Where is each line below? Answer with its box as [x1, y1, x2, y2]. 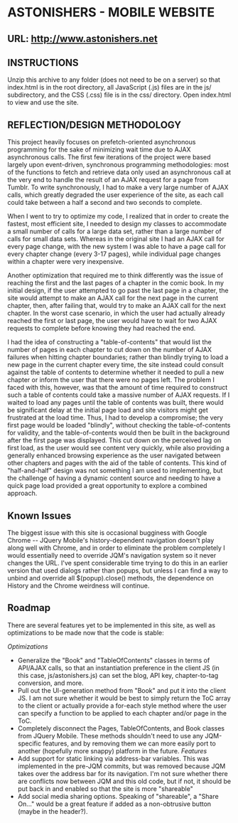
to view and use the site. [7, 98, 80, 107]
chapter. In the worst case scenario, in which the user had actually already [7, 309, 225, 317]
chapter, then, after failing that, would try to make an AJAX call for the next [7, 302, 226, 310]
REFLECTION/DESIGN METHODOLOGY [7, 119, 182, 131]
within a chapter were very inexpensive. [7, 257, 124, 266]
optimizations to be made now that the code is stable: [7, 628, 165, 637]
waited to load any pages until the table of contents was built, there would [7, 398, 224, 407]
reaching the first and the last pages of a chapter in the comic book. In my [7, 279, 225, 287]
